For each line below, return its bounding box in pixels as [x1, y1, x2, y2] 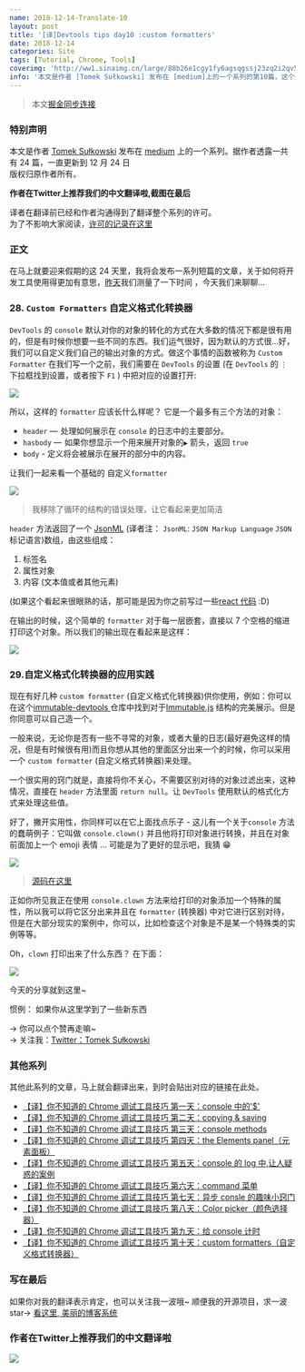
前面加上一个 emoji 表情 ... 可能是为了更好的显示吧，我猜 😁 [9, 839, 231, 850]
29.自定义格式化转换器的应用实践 [9, 668, 154, 681]
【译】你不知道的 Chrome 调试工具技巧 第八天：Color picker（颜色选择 [22, 1203, 289, 1214]
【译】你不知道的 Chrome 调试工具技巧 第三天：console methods [22, 1123, 268, 1135]
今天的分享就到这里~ [9, 984, 87, 995]
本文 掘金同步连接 [31, 98, 96, 109]
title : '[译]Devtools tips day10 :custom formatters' [9, 30, 216, 39]
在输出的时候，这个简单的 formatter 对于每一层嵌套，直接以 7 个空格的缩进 [9, 615, 290, 626]
